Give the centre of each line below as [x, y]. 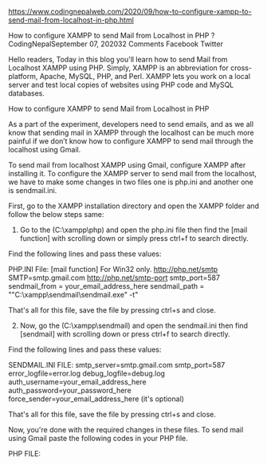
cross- [241, 68]
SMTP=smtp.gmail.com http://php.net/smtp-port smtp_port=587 [114, 278]
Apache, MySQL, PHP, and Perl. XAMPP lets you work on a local [145, 76]
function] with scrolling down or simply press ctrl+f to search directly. [134, 238]
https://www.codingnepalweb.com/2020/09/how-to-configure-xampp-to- [130, 12]
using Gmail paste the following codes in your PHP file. [98, 438]
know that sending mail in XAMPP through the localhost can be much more [132, 132]
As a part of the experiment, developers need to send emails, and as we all [131, 124]
